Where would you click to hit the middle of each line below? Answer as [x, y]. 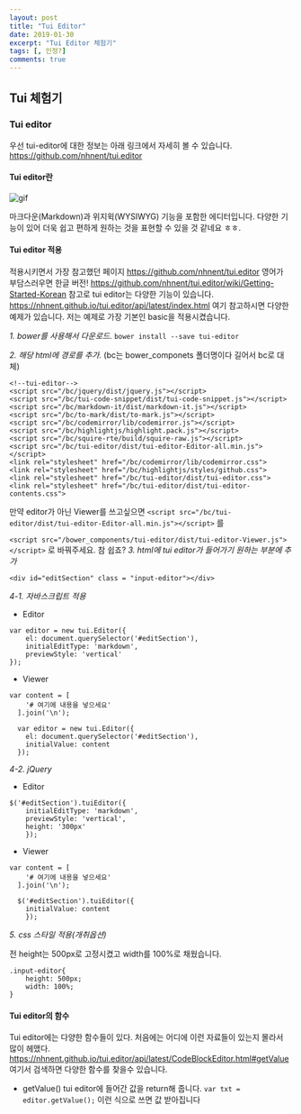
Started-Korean [38, 295]
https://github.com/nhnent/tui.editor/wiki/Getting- [182, 283]
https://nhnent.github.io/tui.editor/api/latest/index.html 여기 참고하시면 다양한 [149, 306]
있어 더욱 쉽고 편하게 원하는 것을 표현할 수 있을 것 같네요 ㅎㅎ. [133, 227]
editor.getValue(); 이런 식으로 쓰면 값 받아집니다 [111, 1100]
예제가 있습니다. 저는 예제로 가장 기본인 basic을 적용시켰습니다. [120, 317]
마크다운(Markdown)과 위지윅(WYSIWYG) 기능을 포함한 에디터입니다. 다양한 [144, 216]
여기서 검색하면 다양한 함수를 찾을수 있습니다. [89, 1070]
